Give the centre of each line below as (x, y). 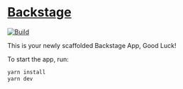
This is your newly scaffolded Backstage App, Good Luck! (92, 45)
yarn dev (20, 78)
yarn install (27, 72)
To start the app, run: (38, 59)
